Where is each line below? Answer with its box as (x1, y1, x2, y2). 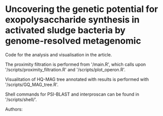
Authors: (5, 106, 23, 112)
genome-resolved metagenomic (5, 35, 142, 47)
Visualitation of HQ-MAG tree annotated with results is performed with (5, 76, 149, 82)
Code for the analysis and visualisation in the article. (5, 51, 112, 58)
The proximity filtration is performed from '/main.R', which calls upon (5, 61, 146, 67)
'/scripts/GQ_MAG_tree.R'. (5, 81, 59, 88)
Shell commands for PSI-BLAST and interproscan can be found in (5, 91, 139, 97)
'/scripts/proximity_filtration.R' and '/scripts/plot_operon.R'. (5, 66, 126, 73)
